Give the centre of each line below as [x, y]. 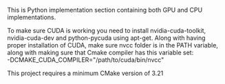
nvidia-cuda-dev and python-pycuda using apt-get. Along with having [106, 38]
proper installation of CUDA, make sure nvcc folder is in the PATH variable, [113, 45]
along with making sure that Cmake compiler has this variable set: [100, 52]
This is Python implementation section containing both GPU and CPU [105, 10]
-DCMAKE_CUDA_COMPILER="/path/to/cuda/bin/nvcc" [86, 60]
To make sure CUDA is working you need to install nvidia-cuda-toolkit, [107, 31]
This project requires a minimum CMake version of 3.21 [85, 73]
